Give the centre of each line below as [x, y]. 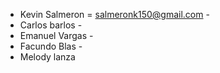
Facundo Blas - [51, 46]
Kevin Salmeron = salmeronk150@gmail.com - [114, 14]
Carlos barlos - [51, 25]
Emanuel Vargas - [56, 35]
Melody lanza [47, 57]
